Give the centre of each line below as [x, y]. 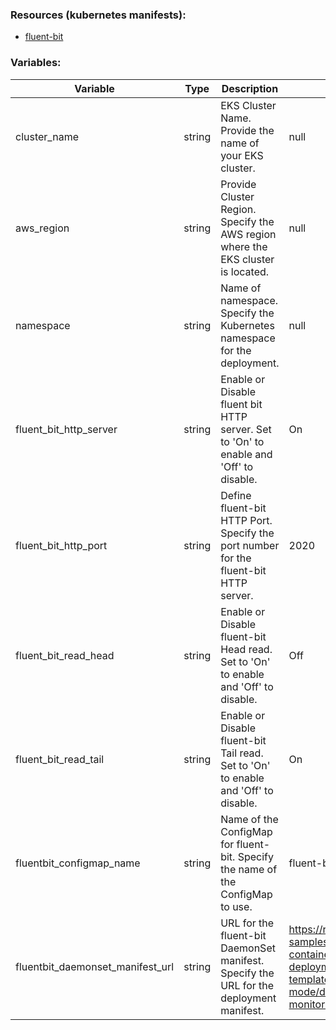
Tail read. [242, 753]
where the [244, 246]
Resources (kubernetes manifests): [98, 15]
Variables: [36, 63]
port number [250, 545]
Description [250, 88]
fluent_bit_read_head [65, 655]
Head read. [246, 649]
